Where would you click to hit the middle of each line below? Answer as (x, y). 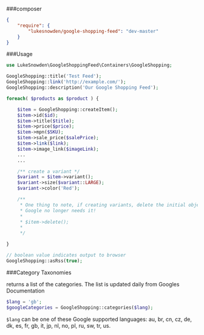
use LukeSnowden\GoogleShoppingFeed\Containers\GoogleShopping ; (89, 65)
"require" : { (34, 26)
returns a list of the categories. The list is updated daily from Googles (93, 284)
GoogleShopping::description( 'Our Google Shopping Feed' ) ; (83, 88)
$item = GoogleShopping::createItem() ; (68, 109)
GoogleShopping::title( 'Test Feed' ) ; (54, 76)
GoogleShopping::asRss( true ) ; (45, 261)
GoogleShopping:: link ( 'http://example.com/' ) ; (66, 82)
